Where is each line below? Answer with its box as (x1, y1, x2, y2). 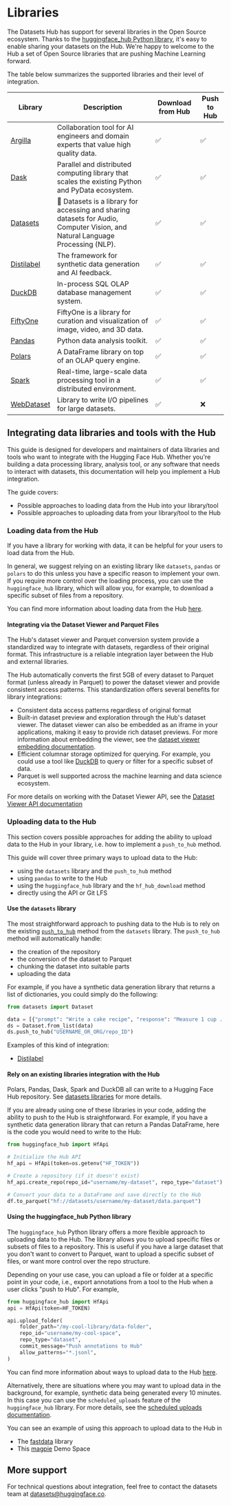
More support (7, 1464, 67, 1476)
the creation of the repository (16, 947, 101, 955)
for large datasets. (56, 404, 116, 413)
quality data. (56, 148, 98, 158)
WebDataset (10, 399, 50, 409)
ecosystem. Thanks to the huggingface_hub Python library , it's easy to (7, 34, 208, 43)
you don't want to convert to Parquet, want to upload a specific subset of (7, 1250, 214, 1258)
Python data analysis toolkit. (56, 336, 148, 345)
